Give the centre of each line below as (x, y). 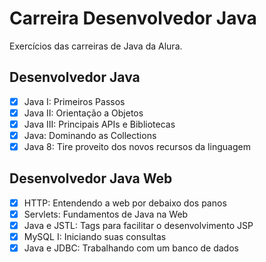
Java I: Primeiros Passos (74, 101)
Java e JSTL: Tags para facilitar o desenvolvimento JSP (138, 225)
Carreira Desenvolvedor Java (133, 18)
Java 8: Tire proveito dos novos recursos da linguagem (137, 146)
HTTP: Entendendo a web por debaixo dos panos (125, 203)
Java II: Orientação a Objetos (83, 113)
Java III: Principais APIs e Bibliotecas (99, 124)
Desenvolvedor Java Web (91, 178)
